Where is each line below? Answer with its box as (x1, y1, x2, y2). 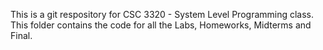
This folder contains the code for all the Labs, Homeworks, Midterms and (10, 19, 312, 31)
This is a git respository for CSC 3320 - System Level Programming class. (10, 9, 315, 20)
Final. (10, 30, 33, 41)
